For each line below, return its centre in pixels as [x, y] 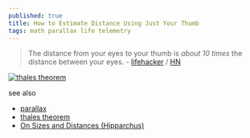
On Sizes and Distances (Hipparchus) [82, 126]
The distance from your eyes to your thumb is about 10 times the [135, 54]
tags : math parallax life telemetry [70, 30]
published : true [35, 16]
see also [22, 93]
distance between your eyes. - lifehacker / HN [104, 62]
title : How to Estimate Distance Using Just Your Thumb [104, 23]
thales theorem [45, 117]
